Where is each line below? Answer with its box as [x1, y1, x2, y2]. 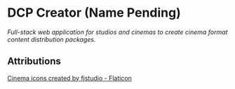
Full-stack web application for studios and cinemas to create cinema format [7, 28, 228, 36]
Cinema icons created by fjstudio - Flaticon [7, 74, 132, 82]
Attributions [7, 56, 62, 67]
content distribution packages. [7, 35, 96, 43]
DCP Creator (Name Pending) [7, 5, 181, 21]
